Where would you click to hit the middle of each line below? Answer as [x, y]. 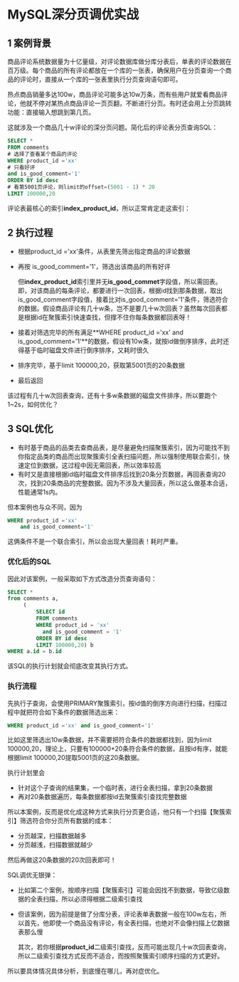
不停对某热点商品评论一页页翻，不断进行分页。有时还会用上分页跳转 [132, 103]
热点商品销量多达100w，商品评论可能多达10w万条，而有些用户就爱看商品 [115, 94]
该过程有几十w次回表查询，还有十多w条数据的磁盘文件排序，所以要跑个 [112, 395]
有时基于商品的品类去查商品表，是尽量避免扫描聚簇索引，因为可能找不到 [123, 447]
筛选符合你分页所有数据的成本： [67, 821]
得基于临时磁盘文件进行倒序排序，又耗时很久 [83, 350]
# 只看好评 [21, 167]
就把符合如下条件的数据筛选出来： [69, 712]
